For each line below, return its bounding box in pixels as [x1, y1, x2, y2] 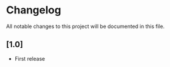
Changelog [6, 3, 61, 17]
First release [14, 55, 45, 62]
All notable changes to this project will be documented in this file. [6, 23, 165, 30]
